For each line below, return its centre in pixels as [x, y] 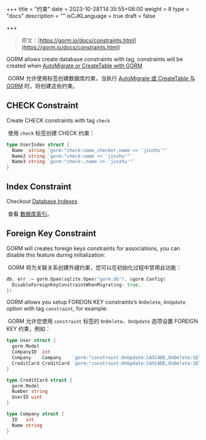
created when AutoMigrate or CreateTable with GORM [74, 66]
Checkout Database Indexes [42, 201]
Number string [30, 392]
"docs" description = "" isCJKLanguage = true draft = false [81, 16]
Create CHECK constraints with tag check [58, 120]
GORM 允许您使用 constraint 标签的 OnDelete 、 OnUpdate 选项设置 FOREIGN [103, 321]
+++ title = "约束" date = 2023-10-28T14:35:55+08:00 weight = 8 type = [98, 9]
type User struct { [31, 341]
